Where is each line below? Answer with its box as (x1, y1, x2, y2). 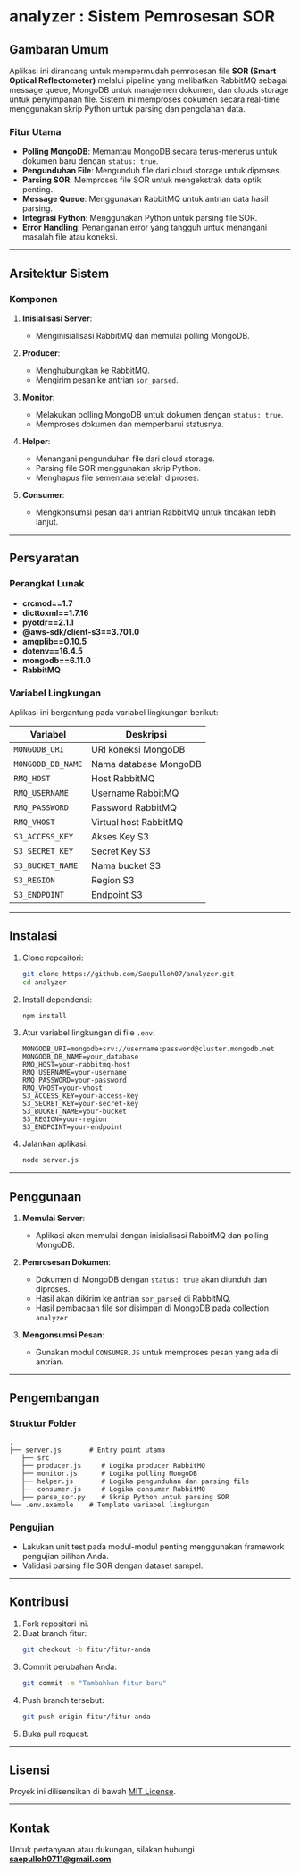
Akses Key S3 (90, 830, 150, 842)
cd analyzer (21, 977, 67, 987)
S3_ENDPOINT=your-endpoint (21, 1123, 123, 1132)
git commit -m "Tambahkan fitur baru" (21, 1678, 167, 1687)
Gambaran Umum (9, 42, 110, 57)
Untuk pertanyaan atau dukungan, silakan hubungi (9, 1844, 195, 1855)
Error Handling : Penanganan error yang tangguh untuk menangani (21, 222, 268, 233)
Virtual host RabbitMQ (90, 815, 184, 828)
